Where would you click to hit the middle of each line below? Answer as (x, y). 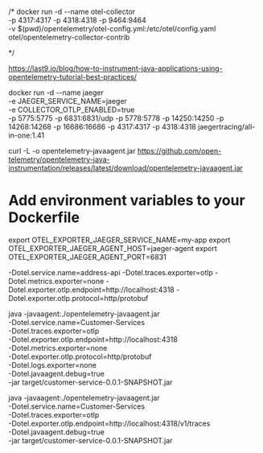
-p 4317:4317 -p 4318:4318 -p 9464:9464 (77, 20)
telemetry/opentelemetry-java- (59, 159)
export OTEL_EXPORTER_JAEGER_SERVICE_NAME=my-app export (119, 240)
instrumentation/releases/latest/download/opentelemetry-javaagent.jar (126, 168)
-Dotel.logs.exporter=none (52, 364)
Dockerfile (44, 218)
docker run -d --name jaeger (56, 93)
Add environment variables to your (127, 201)
